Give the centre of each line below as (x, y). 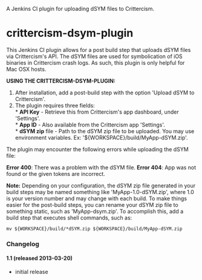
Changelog (23, 244)
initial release (31, 272)
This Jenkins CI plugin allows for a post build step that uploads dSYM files (99, 50)
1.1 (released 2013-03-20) (39, 258)
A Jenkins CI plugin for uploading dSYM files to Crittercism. (80, 9)
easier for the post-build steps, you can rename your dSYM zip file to (92, 204)
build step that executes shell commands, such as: (69, 218)
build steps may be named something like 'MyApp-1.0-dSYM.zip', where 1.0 (100, 192)
